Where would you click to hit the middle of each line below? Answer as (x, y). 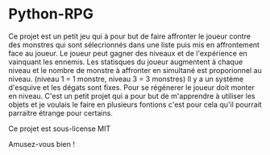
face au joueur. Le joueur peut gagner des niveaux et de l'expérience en (128, 53)
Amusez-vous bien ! (42, 144)
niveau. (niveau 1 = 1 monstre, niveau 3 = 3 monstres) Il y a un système (126, 79)
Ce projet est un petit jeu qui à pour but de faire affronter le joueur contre (130, 36)
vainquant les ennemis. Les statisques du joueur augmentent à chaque (126, 62)
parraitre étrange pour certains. (60, 112)
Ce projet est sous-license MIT (60, 128)
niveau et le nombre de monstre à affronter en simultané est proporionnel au (135, 70)
